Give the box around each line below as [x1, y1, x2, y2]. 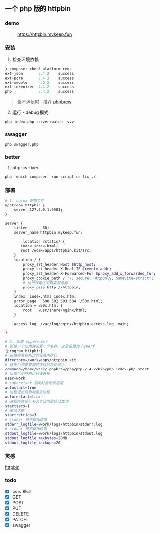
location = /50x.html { [14, 303, 63, 308]
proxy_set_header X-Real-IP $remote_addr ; [23, 266, 112, 272]
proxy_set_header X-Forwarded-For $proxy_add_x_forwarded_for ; [23, 271, 156, 276]
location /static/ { [23, 239, 65, 244]
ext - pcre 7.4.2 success [5, 76, 74, 81]
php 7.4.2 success [5, 89, 74, 94]
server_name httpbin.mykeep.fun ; [14, 230, 83, 235]
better [5, 154, 21, 161]
